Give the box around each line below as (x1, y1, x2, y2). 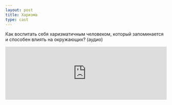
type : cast (5, 17, 29, 22)
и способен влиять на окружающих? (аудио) (5, 36, 103, 43)
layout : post (5, 7, 33, 13)
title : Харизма (5, 12, 38, 17)
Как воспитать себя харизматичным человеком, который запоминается (5, 31, 164, 37)
